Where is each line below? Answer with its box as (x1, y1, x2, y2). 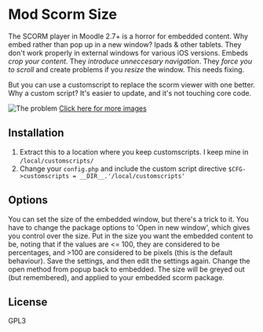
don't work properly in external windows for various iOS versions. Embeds (8, 48, 249, 57)
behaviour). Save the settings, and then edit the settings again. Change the (8, 256, 250, 265)
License (8, 295, 48, 308)
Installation (8, 126, 64, 140)
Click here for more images (58, 104, 147, 113)
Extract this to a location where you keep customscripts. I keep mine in (19, 147, 249, 156)
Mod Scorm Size (8, 5, 118, 24)
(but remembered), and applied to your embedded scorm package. (8, 272, 225, 282)
